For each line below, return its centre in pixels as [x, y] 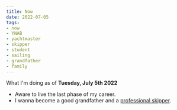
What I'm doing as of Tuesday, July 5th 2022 [62, 83]
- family [17, 66]
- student [18, 50]
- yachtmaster [24, 39]
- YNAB [14, 34]
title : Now [20, 11]
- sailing [18, 55]
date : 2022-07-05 [28, 17]
